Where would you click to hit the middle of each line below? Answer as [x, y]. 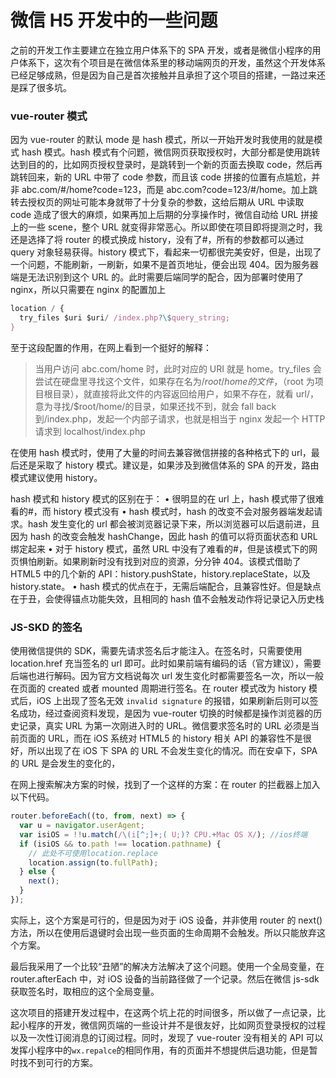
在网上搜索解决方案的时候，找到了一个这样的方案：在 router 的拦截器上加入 [165, 785]
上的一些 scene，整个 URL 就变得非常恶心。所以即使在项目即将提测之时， [162, 227]
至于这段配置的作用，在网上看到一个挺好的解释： [111, 347]
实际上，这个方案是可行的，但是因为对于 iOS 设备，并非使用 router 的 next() [166, 920]
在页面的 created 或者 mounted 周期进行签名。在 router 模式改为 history [158, 688]
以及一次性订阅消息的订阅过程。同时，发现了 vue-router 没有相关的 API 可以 [167, 1037]
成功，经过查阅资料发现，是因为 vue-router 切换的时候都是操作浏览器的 [166, 713]
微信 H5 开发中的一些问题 [114, 20]
